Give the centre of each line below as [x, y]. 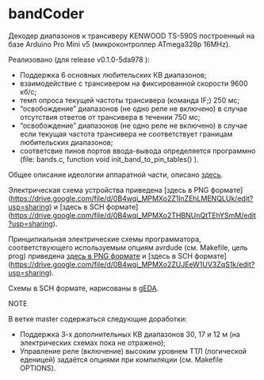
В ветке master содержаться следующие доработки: [98, 319]
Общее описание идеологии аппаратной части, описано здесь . [116, 175]
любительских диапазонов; [66, 142]
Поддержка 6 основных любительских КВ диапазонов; [113, 75]
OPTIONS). [38, 368]
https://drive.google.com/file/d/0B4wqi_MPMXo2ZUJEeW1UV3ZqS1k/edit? [133, 264]
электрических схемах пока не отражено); [93, 343]
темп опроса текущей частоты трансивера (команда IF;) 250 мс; [130, 100]
